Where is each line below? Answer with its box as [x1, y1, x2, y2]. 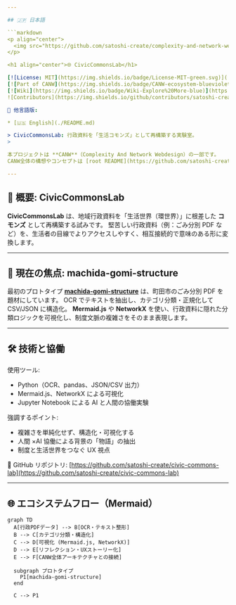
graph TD [7, 516, 33, 523]
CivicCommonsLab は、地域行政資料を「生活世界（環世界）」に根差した [7, 212, 217, 220]
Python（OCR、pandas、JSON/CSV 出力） [17, 381, 144, 389]
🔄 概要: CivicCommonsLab [7, 191, 125, 204]
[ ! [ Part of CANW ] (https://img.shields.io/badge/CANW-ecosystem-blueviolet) [7, 81, 234, 88]
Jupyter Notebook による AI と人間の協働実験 [17, 398, 149, 407]
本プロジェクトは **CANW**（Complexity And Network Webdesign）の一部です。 [7, 151, 220, 158]
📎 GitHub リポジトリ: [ [7, 461, 72, 469]
